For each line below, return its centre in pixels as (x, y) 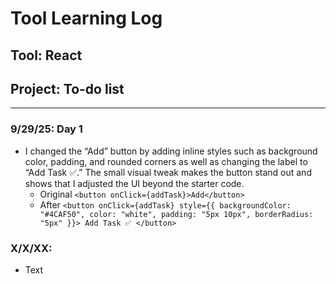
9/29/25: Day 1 (46, 129)
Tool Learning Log (86, 18)
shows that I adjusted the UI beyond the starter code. (134, 183)
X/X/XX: (31, 248)
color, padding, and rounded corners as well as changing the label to (166, 161)
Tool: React (46, 55)
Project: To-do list (67, 88)
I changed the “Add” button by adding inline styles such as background (171, 151)
